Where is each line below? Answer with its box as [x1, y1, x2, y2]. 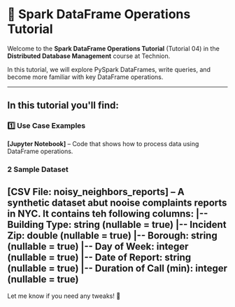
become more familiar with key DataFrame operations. [7, 73, 164, 81]
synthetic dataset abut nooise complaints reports [7, 197, 227, 208]
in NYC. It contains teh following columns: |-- [7, 208, 208, 220]
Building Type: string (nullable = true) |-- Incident [7, 218, 227, 230]
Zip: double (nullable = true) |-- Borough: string [7, 229, 218, 241]
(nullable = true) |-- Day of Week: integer [7, 241, 189, 252]
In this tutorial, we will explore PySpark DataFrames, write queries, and [7, 65, 211, 73]
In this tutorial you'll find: [7, 99, 119, 111]
